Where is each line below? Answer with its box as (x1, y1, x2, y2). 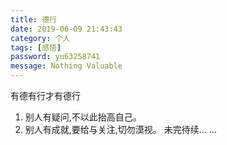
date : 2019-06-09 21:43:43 (10, 24, 123, 34)
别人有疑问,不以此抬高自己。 (24, 111, 142, 123)
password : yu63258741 (10, 52, 101, 62)
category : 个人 (10, 33, 71, 43)
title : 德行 (10, 14, 57, 25)
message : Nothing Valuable (10, 61, 123, 71)
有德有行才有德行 (10, 90, 81, 101)
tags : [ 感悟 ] (10, 42, 62, 53)
